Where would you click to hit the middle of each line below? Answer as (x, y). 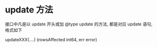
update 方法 (29, 10)
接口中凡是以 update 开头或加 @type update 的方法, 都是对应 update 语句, (79, 24)
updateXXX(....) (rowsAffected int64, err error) (51, 39)
